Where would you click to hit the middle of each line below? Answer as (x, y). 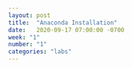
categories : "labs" (40, 52)
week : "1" (24, 37)
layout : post (29, 15)
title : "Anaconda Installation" (63, 23)
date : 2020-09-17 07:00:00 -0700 (66, 30)
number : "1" (27, 45)
